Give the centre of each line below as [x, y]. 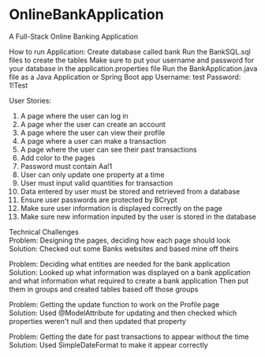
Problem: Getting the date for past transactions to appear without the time [129, 336]
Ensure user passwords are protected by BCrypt [99, 200]
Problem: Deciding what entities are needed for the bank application [120, 264]
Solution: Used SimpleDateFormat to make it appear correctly [108, 344]
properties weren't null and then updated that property [97, 321]
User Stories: [30, 100]
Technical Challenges [44, 231]
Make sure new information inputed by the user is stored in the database [138, 216]
